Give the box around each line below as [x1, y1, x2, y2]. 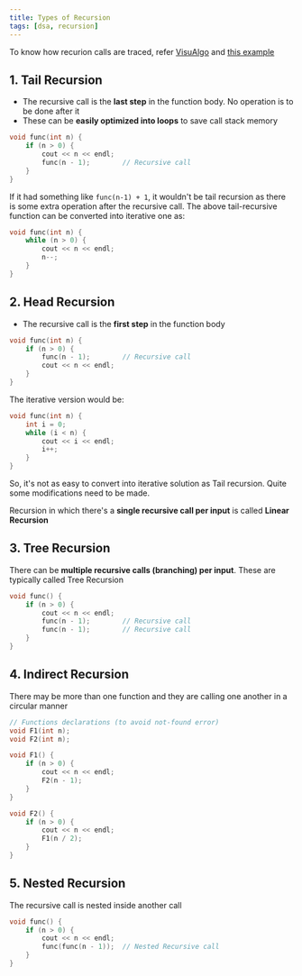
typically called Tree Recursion [9, 574, 124, 585]
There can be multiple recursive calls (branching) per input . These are [9, 564, 277, 575]
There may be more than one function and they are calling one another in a [9, 690, 288, 701]
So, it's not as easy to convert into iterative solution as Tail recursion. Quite [9, 479, 287, 488]
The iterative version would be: [9, 394, 124, 405]
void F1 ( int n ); [9, 726, 70, 735]
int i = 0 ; [25, 420, 67, 429]
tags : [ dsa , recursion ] [9, 22, 99, 31]
